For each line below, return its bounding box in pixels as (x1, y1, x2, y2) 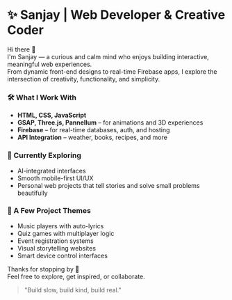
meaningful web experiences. (7, 60, 92, 68)
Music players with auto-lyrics (17, 221, 104, 230)
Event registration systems (17, 237, 94, 245)
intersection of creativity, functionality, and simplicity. (7, 74, 160, 83)
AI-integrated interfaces (17, 166, 86, 175)
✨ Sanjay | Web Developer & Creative (7, 7, 226, 23)
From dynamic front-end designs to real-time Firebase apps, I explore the (7, 67, 217, 76)
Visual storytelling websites (17, 244, 96, 252)
